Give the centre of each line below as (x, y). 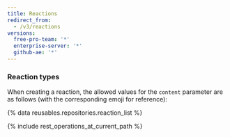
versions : (22, 33)
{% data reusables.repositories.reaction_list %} (75, 113)
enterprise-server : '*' (48, 46)
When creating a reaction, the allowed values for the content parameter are (115, 92)
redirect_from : (29, 20)
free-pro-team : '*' (42, 40)
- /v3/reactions (37, 26)
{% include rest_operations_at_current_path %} (75, 127)
